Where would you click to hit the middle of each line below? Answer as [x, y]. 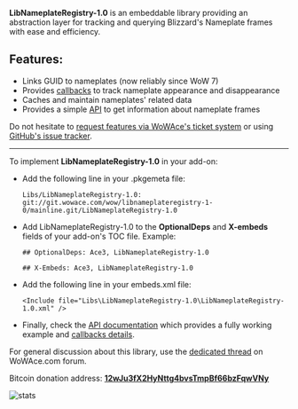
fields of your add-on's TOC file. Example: [99, 236]
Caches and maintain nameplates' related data [107, 99]
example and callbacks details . [78, 334]
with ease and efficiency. [55, 31]
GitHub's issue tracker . [51, 136]
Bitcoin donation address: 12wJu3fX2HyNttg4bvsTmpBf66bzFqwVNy [139, 378]
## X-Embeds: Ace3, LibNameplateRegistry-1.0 [107, 268]
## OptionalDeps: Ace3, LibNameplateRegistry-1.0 [116, 252]
